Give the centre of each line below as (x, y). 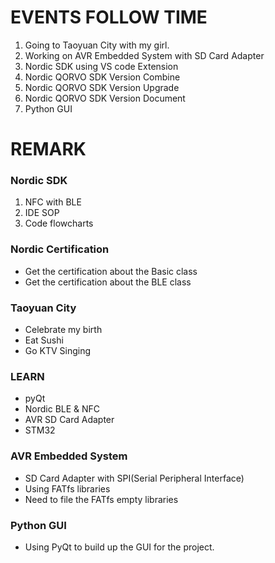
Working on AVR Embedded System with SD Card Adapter (144, 55)
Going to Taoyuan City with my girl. (97, 45)
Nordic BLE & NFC (62, 409)
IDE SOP (42, 213)
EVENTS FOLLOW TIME (109, 17)
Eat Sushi (44, 340)
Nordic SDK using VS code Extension (101, 66)
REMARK (48, 149)
